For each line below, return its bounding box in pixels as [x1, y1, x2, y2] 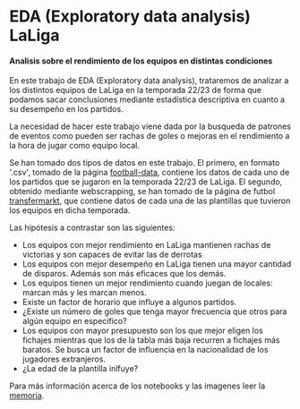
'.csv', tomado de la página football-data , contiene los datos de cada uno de [9, 167, 290, 178]
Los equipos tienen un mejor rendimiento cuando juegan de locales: [21, 277, 273, 288]
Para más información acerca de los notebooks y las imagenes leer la [9, 380, 266, 391]
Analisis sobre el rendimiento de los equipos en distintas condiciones [9, 55, 273, 66]
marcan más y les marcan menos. [21, 287, 148, 298]
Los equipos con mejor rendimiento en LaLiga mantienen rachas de [21, 240, 271, 251]
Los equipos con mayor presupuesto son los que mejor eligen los [21, 325, 264, 337]
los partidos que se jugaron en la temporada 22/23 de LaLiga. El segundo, [9, 176, 283, 187]
